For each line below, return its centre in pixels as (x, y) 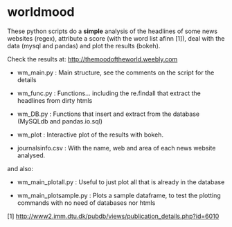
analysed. (31, 155)
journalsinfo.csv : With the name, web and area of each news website (116, 148)
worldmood (41, 12)
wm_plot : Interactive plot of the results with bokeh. (90, 135)
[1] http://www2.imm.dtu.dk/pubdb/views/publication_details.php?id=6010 (113, 216)
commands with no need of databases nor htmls (86, 203)
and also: (20, 168)
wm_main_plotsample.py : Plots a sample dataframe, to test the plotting (119, 195)
